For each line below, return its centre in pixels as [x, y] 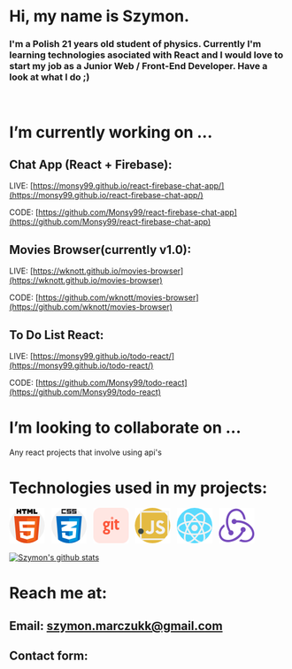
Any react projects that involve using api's [85, 452]
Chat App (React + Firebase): [91, 165]
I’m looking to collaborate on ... [125, 428]
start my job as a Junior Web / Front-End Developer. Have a [138, 66]
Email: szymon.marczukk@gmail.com [116, 626]
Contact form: [49, 655]
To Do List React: [57, 335]
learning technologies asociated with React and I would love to [146, 55]
